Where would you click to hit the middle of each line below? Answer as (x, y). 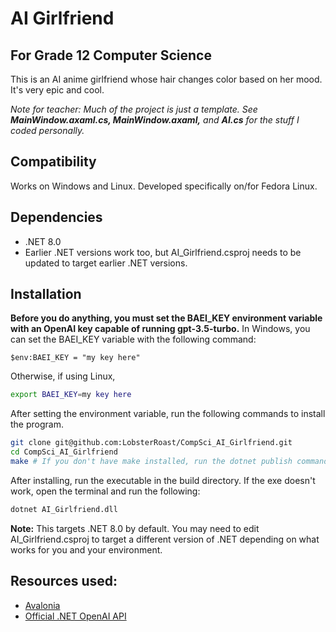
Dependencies (56, 217)
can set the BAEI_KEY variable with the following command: (133, 339)
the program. (37, 424)
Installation (46, 294)
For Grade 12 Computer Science (111, 55)
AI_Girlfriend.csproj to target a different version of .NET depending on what (165, 539)
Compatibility (53, 162)
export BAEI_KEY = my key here (71, 395)
